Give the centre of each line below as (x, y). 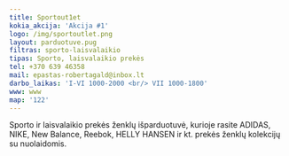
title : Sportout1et (45, 17)
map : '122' (29, 100)
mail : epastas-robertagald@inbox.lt (77, 75)
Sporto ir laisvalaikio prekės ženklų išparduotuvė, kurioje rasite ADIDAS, (140, 125)
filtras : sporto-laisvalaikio (65, 51)
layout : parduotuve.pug (53, 42)
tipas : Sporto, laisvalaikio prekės (77, 58)
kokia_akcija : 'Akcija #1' (59, 26)
